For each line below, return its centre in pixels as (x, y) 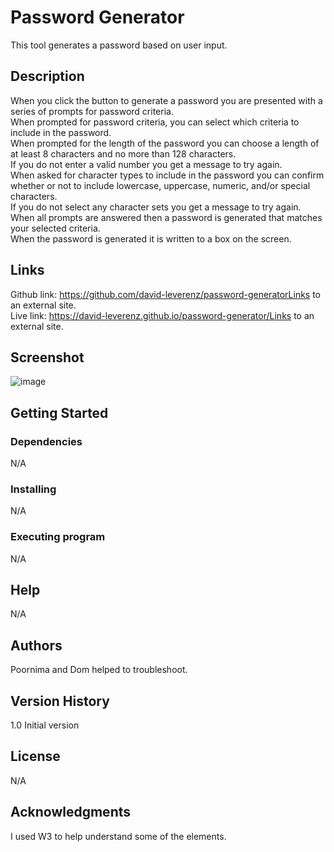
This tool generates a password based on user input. (119, 45)
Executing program (58, 537)
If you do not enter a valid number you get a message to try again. (146, 164)
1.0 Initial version (45, 725)
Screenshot (47, 357)
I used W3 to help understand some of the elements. (118, 836)
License (35, 756)
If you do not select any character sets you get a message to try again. (156, 207)
